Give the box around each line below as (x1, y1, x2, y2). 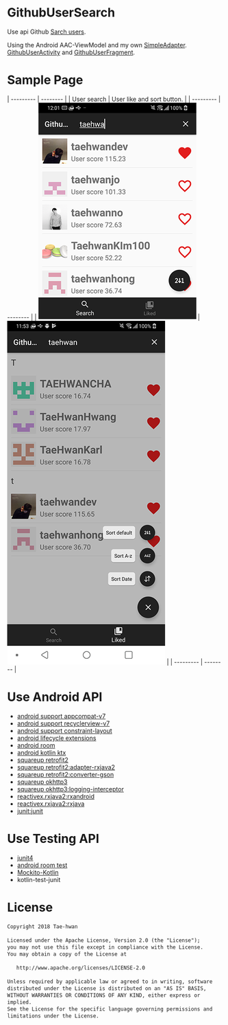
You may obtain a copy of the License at (7, 950, 127, 958)
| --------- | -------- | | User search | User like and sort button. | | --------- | (7, 95, 221, 103)
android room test (16, 861, 68, 869)
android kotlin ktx (16, 748, 66, 756)
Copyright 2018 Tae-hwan (7, 923, 78, 930)
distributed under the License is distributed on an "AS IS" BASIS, (7, 984, 207, 992)
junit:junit (16, 807, 43, 815)
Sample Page (7, 72, 84, 88)
